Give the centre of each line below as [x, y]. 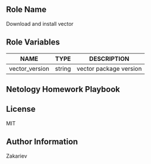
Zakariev [17, 156]
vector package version [109, 69]
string [63, 69]
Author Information [42, 142]
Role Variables [33, 42]
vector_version [29, 69]
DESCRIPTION [109, 59]
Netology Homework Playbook [63, 89]
